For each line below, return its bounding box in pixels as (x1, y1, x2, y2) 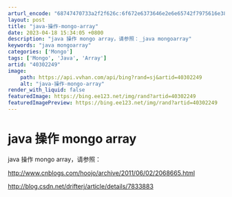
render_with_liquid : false (8, 86, 85, 93)
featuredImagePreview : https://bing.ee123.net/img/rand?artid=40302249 (8, 100, 218, 106)
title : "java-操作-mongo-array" (8, 23, 98, 30)
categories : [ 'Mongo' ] (8, 49, 73, 56)
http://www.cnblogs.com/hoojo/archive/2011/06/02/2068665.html (8, 169, 196, 177)
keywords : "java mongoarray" (8, 42, 92, 49)
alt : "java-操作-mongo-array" (20, 80, 105, 87)
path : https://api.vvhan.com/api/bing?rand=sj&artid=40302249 (20, 73, 202, 81)
